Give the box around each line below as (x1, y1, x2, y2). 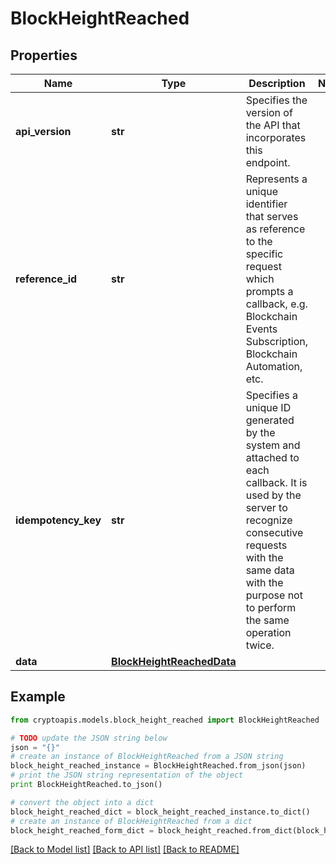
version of (245, 106, 293, 119)
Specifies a (245, 388, 298, 402)
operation (245, 626, 292, 639)
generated (245, 413, 295, 427)
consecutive (245, 526, 304, 539)
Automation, (245, 360, 303, 373)
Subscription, (245, 335, 309, 348)
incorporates (245, 131, 307, 144)
